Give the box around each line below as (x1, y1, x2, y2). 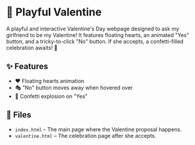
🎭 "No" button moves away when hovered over (14, 84, 133, 91)
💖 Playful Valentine (6, 5, 102, 19)
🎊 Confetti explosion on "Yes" (14, 92, 88, 100)
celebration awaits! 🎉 (6, 44, 58, 51)
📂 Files (6, 110, 32, 120)
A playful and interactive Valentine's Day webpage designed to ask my (6, 25, 179, 32)
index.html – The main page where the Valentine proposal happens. (14, 125, 182, 133)
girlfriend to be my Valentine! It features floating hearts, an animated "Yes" (6, 31, 190, 38)
